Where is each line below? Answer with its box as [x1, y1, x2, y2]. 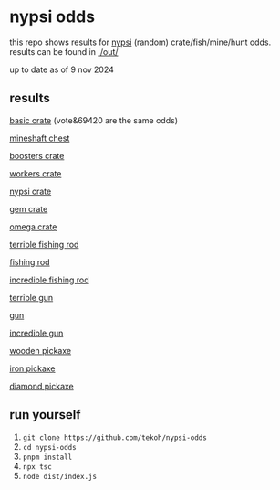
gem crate [9, 203, 48, 214]
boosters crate [9, 150, 65, 161]
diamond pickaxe [9, 380, 75, 391]
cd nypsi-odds [22, 442, 77, 452]
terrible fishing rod [9, 239, 79, 250]
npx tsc [22, 462, 52, 472]
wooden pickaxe [9, 345, 71, 356]
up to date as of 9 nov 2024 [9, 64, 114, 75]
